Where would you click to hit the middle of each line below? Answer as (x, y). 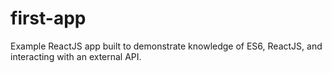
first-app (48, 18)
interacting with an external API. (76, 56)
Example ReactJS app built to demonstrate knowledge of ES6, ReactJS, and (166, 46)
